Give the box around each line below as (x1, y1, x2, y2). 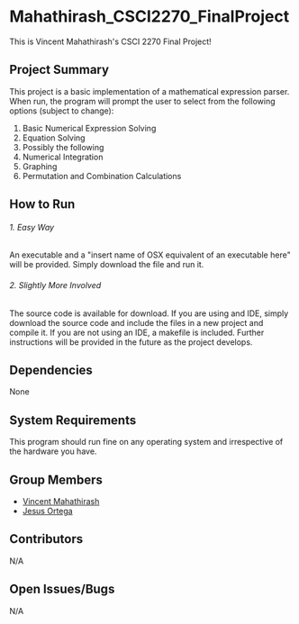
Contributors (9, 531, 84, 547)
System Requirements (9, 412, 137, 428)
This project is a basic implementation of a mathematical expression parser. (9, 86, 290, 96)
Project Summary (9, 62, 110, 77)
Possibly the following (22, 141, 104, 152)
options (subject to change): (9, 105, 114, 116)
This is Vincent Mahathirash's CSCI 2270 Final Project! (9, 36, 212, 47)
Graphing (22, 160, 58, 172)
